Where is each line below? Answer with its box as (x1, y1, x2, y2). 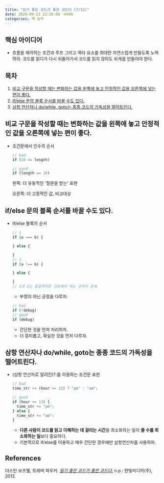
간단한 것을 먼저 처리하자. (19, 326, 69, 332)
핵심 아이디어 (5, 35, 43, 44)
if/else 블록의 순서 (12, 221, 47, 227)
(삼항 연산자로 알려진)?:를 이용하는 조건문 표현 (12, 371, 100, 377)
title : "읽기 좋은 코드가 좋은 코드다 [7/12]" (5, 7, 90, 12)
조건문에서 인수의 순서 (12, 143, 55, 149)
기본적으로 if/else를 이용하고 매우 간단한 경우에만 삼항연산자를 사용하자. (19, 439, 157, 445)
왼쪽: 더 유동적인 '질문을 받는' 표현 (12, 180, 78, 186)
